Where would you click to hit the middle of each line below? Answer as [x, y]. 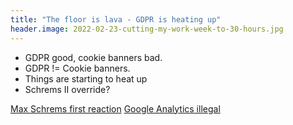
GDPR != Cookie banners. [77, 68]
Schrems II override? [67, 89]
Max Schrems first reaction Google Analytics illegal [115, 108]
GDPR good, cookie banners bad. [93, 57]
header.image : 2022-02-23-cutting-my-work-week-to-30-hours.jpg [147, 29]
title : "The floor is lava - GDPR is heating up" [116, 19]
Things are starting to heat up [86, 78]
